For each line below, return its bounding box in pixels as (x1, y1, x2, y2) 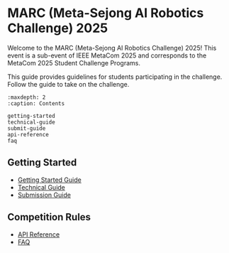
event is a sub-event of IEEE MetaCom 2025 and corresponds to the (7, 51, 207, 60)
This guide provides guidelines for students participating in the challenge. (7, 72, 223, 81)
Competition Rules (7, 211, 91, 223)
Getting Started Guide (17, 176, 82, 184)
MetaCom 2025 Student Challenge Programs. (7, 58, 140, 67)
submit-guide (7, 124, 46, 132)
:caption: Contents (7, 99, 65, 107)
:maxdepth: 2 (7, 94, 46, 101)
